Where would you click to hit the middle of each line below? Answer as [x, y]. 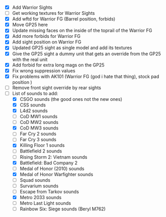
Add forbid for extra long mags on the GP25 [58, 65]
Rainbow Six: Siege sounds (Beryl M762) [63, 209]
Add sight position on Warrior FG [47, 42]
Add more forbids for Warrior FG [46, 36]
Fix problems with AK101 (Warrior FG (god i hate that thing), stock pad [86, 76]
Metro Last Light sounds [45, 203]
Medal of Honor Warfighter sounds [56, 174]
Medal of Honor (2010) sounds [52, 168]
